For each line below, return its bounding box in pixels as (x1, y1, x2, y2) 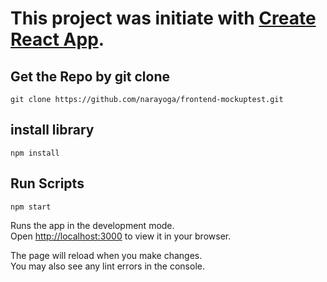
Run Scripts (10, 175, 85, 192)
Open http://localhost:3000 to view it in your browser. (10, 230, 232, 242)
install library (10, 122, 95, 139)
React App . (10, 28, 105, 51)
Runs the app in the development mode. (10, 219, 175, 231)
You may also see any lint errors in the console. (10, 260, 205, 272)
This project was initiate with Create (10, 7, 317, 30)
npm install (10, 148, 60, 158)
